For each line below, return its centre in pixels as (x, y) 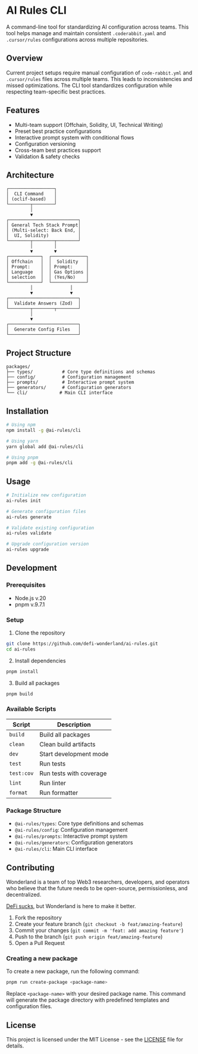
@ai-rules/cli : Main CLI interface (56, 849)
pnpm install (22, 671)
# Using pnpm (22, 457)
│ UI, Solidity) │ (44, 236)
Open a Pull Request (40, 943)
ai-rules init (24, 500)
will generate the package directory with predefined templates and (88, 1000)
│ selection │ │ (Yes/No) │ (48, 278)
